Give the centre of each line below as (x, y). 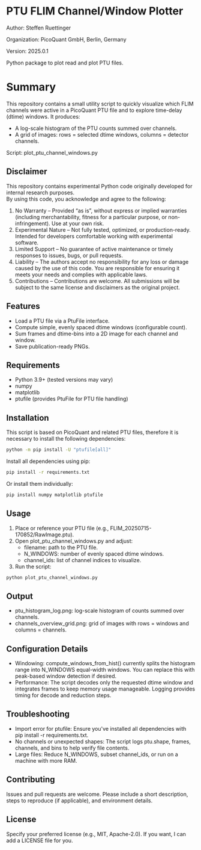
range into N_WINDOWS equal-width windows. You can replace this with (105, 670)
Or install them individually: (40, 483)
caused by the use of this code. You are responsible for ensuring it (97, 268)
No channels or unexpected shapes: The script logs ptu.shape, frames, (103, 741)
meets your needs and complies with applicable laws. (81, 275)
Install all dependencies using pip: (48, 461)
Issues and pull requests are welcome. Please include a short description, (97, 794)
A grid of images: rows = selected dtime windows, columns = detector (102, 134)
